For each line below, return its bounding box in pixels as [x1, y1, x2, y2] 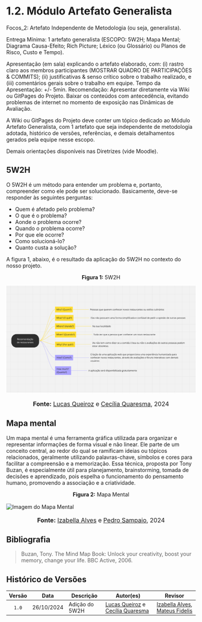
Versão [8, 592, 28, 599]
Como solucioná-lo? [14, 237, 65, 244]
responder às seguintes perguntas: [6, 194, 93, 201]
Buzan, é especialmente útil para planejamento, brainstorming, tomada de [6, 466, 189, 473]
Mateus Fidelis [156, 607, 193, 614]
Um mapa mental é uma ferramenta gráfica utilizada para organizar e [6, 434, 177, 441]
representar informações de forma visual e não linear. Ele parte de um [6, 441, 180, 448]
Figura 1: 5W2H [81, 273, 121, 281]
